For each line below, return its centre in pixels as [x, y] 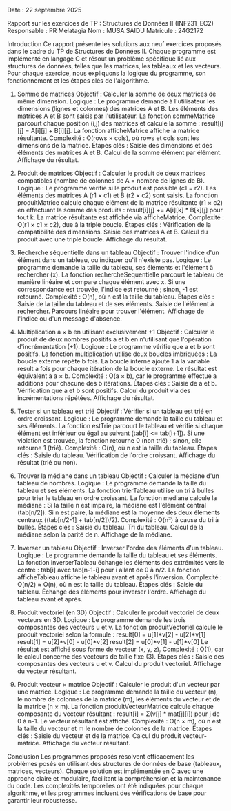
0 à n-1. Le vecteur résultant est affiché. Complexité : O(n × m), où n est [119, 721]
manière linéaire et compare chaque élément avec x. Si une [101, 282]
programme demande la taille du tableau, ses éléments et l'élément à [115, 267]
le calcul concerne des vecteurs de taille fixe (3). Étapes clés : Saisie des [121, 657]
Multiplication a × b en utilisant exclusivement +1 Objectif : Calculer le [116, 332]
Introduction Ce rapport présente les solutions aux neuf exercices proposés [114, 44]
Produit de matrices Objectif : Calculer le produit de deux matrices [111, 173]
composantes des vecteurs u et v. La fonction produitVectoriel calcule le [120, 627]
